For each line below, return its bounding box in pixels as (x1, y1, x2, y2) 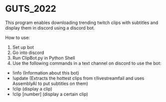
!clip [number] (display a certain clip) (12, 91, 88, 97)
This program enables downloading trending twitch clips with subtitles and (5, 19, 159, 25)
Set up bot (12, 44, 34, 50)
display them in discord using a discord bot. (5, 24, 95, 30)
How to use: (5, 34, 30, 40)
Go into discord (12, 49, 44, 55)
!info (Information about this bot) (12, 69, 79, 75)
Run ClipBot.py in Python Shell (12, 54, 75, 60)
